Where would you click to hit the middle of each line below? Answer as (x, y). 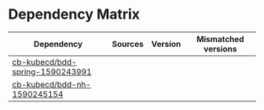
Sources (128, 44)
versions (220, 48)
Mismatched (220, 39)
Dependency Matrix (74, 14)
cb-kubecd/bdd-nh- (52, 84)
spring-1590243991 (52, 72)
